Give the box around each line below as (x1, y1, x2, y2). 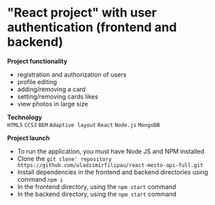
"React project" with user (7, 5, 157, 21)
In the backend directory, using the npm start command (17, 190, 177, 198)
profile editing (17, 77, 57, 86)
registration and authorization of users (17, 70, 127, 79)
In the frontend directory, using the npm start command (17, 182, 176, 191)
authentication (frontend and (7, 19, 178, 35)
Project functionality (7, 57, 68, 65)
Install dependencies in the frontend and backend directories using (17, 168, 209, 176)
